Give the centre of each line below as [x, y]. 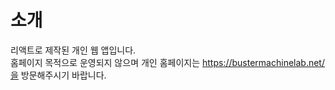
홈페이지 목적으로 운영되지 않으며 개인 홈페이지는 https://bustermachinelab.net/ [167, 62]
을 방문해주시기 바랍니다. [58, 75]
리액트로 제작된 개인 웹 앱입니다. [73, 50]
